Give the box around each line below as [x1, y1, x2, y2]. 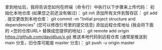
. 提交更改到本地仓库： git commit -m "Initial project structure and [5, 16, 136, 21]
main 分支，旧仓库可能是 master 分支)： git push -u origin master [5, 40, 135, 45]
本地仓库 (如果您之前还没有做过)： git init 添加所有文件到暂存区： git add [13, 10, 158, 16]
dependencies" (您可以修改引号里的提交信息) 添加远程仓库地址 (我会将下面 [5, 22, 154, 28]
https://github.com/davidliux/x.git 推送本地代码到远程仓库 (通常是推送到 [5, 34, 147, 40]
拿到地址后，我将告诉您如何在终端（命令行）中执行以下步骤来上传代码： [5, 4, 149, 10]
